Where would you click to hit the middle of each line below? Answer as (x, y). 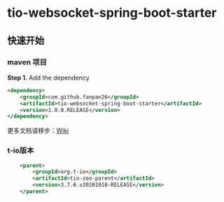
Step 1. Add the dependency (48, 78)
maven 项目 (27, 62)
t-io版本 (21, 150)
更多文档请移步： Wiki (38, 131)
